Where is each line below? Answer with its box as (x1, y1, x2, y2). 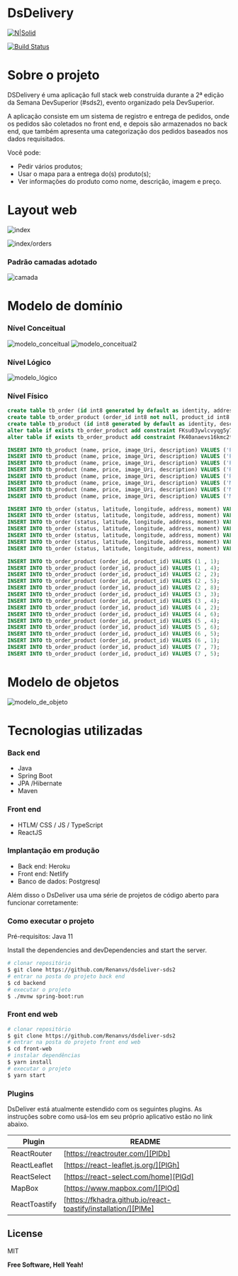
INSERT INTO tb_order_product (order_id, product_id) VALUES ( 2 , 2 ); (7, 571, 220, 578)
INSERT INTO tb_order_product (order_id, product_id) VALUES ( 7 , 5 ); (7, 650, 220, 658)
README (130, 1136, 161, 1146)
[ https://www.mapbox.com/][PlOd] (63, 1183, 180, 1193)
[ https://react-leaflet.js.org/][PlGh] (63, 1160, 180, 1169)
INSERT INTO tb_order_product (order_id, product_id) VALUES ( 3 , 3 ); (7, 591, 220, 598)
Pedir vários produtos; (17, 162, 83, 170)
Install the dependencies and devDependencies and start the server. (7, 946, 208, 954)
